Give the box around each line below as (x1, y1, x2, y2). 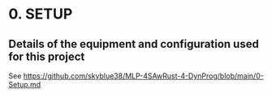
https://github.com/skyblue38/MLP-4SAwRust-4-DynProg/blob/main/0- (23, 71, 264, 81)
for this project (8, 49, 85, 63)
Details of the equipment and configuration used (8, 37, 260, 51)
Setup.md (8, 80, 41, 89)
